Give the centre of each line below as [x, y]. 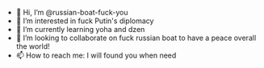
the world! [33, 46]
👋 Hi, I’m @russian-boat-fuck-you [72, 12]
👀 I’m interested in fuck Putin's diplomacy [85, 21]
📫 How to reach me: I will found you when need [96, 55]
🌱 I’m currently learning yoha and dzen [80, 29]
